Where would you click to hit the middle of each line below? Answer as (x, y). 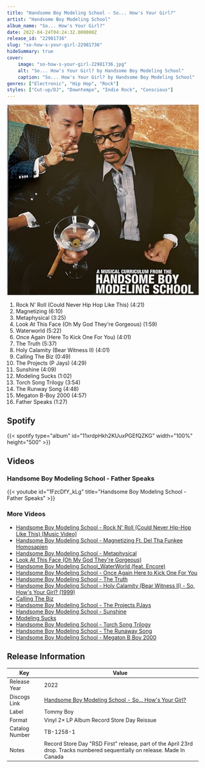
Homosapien (32, 547)
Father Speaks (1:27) (41, 401)
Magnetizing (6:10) (39, 311)
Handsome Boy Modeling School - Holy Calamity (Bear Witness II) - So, (105, 585)
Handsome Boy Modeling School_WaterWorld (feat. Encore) (91, 566)
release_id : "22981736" (37, 39)
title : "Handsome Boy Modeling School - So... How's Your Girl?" (91, 13)
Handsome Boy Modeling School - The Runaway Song (84, 631)
